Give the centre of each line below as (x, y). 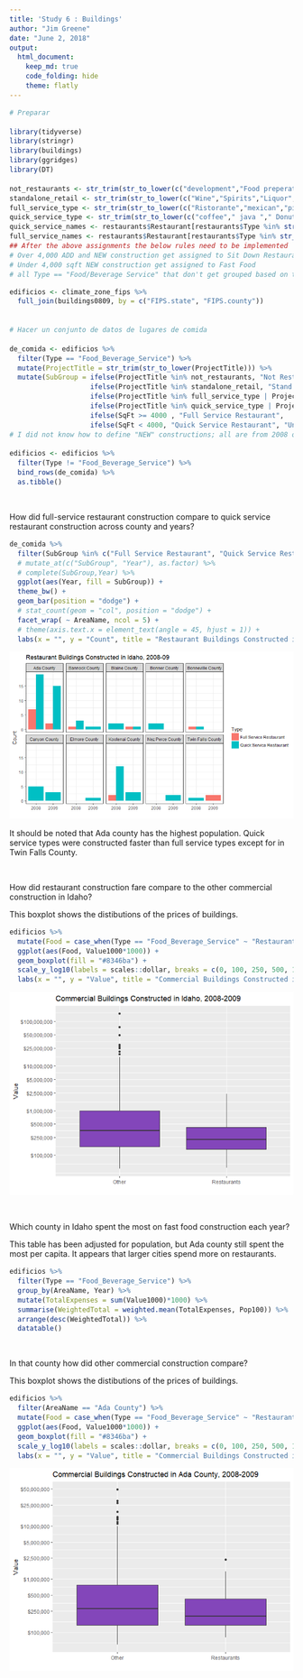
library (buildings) (46, 151)
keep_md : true (52, 67)
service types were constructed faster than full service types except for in (147, 843)
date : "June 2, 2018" (50, 38)
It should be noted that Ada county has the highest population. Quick (137, 833)
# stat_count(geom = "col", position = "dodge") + (115, 611)
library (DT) (32, 170)
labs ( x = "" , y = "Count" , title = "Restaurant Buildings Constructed (153, 639)
